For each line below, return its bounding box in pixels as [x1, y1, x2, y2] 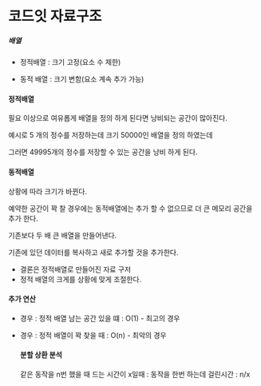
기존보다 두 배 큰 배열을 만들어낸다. [8, 230, 117, 240]
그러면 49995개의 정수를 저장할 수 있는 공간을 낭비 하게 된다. [8, 147, 198, 157]
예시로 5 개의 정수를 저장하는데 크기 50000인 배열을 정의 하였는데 [8, 130, 213, 140]
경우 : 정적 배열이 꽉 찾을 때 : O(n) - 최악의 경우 [19, 330, 167, 340]
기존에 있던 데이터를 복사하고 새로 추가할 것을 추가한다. [8, 247, 179, 257]
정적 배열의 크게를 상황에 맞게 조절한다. [19, 274, 142, 284]
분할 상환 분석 [19, 350, 62, 360]
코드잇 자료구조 [8, 7, 102, 26]
